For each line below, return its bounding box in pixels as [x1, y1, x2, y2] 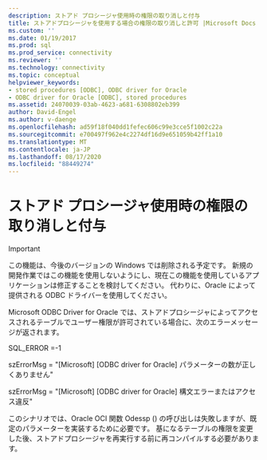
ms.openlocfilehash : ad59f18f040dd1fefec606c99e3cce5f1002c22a [8, 123, 223, 131]
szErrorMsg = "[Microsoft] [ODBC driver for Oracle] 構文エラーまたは [8, 387, 236, 396]
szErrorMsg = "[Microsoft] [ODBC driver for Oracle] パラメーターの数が [8, 360, 242, 370]
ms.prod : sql [8, 42, 52, 50]
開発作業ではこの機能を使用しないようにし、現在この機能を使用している [8, 271, 245, 280]
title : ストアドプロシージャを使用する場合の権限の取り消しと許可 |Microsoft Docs [8, 19, 257, 27]
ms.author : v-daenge [8, 116, 77, 124]
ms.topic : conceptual [8, 71, 80, 79]
